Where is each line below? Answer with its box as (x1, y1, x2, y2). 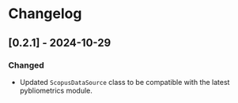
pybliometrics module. (19, 86, 93, 95)
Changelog (8, 5, 82, 23)
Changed (8, 60, 45, 71)
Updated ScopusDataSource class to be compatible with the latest (19, 77, 230, 86)
